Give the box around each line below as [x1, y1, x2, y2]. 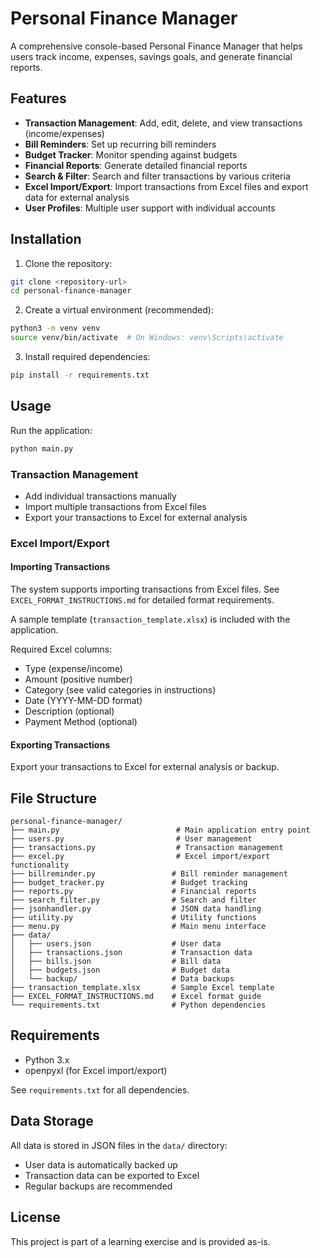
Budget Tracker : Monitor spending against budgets [24, 148, 238, 161]
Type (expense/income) [24, 663, 123, 675]
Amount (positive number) [24, 673, 133, 686]
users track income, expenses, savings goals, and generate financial [10, 50, 293, 62]
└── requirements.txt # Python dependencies [10, 1000, 267, 1011]
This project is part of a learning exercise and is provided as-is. [10, 1235, 271, 1247]
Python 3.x [24, 1053, 70, 1066]
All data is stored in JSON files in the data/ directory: [10, 1139, 228, 1151]
